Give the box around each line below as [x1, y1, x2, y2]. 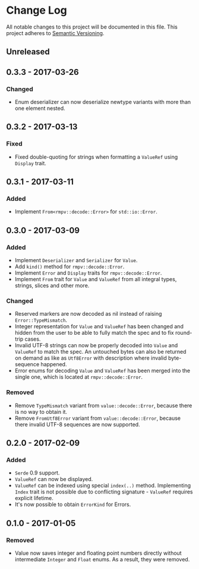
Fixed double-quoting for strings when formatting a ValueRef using [14, 153, 178, 161]
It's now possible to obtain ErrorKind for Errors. [14, 501, 131, 508]
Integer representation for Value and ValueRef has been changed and [14, 323, 184, 330]
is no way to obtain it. [14, 408, 67, 415]
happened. [40, 361, 67, 368]
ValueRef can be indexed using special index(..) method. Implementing [14, 482, 191, 489]
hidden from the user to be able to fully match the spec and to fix [14, 329, 174, 337]
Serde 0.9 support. [14, 469, 60, 476]
